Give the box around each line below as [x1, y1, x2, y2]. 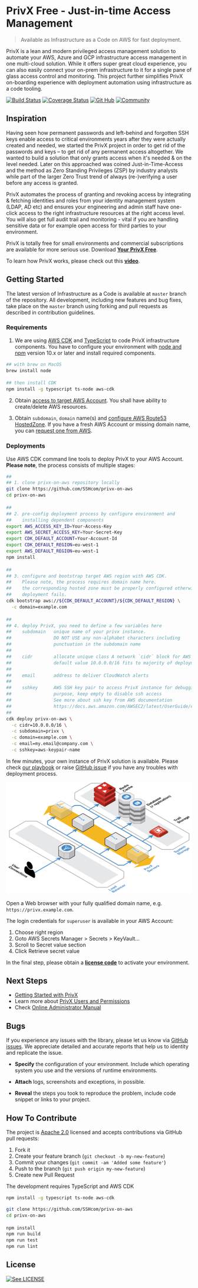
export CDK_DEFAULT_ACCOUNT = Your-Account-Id [6, 536, 117, 542]
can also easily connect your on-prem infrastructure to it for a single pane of [6, 66, 192, 73]
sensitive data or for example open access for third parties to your [6, 222, 167, 229]
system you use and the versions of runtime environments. [14, 1067, 158, 1074]
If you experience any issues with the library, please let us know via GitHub [6, 1037, 189, 1044]
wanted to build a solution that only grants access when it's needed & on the [6, 154, 192, 161]
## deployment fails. [6, 592, 67, 598]
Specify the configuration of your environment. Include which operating [14, 1061, 190, 1068]
